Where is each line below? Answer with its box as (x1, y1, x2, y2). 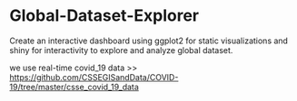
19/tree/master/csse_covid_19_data (9, 81, 139, 92)
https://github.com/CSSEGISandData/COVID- (9, 71, 179, 82)
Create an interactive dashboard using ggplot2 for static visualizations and (9, 35, 289, 46)
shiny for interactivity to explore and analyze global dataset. (9, 44, 233, 55)
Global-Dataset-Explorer (9, 5, 200, 26)
